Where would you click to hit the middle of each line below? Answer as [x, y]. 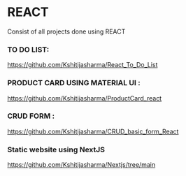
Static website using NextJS [56, 149]
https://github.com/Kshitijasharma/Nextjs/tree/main [81, 165]
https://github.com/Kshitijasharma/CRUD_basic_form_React [93, 131]
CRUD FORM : [31, 116]
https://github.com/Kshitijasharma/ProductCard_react [85, 98]
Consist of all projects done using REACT [66, 31]
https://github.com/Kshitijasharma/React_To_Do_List [83, 65]
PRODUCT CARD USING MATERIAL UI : [74, 83]
